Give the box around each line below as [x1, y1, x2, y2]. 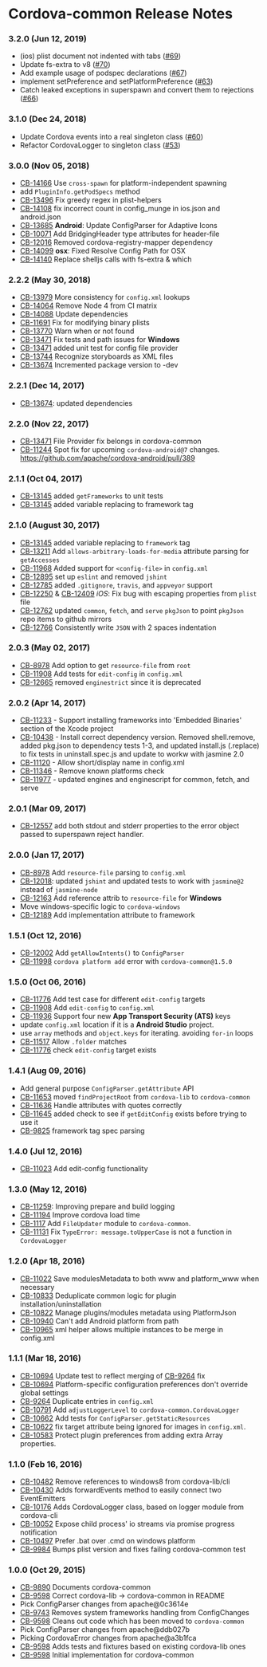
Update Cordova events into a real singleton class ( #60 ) [19, 132, 203, 141]
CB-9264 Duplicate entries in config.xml [19, 1396, 154, 1406]
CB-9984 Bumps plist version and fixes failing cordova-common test [19, 1544, 246, 1555]
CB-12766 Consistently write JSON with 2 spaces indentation [19, 623, 217, 632]
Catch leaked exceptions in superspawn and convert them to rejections [19, 85, 254, 95]
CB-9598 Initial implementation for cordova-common [19, 1650, 194, 1660]
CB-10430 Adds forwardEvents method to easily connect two [19, 1485, 222, 1495]
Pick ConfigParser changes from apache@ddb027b [19, 1625, 190, 1634]
